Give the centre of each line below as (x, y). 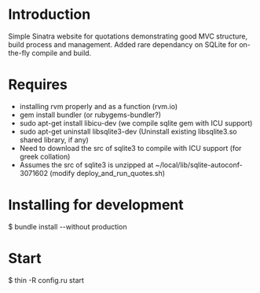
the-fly (19, 53)
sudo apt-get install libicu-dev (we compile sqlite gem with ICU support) (136, 123)
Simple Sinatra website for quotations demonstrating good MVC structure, (128, 36)
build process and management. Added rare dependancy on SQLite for (123, 44)
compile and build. (61, 53)
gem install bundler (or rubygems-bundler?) (90, 115)
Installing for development (96, 205)
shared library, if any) (54, 140)
